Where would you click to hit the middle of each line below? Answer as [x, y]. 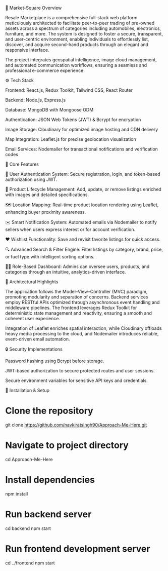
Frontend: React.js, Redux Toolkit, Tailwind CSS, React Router [69, 90]
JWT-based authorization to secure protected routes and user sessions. [80, 371]
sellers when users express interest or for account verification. [70, 230]
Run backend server [48, 514]
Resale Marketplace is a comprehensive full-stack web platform [71, 17]
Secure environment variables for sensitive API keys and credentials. [76, 380]
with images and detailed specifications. [47, 195]
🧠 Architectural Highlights [32, 282]
